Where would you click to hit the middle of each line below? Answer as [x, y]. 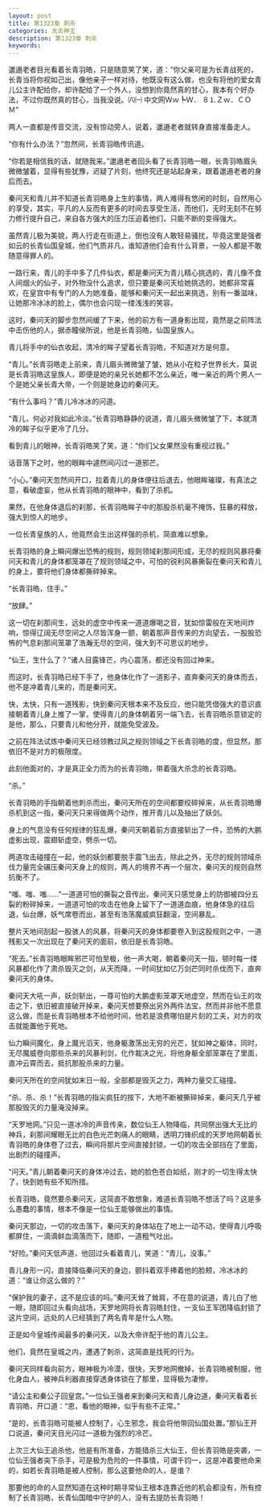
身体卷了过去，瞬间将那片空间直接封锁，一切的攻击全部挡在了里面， [149, 1145]
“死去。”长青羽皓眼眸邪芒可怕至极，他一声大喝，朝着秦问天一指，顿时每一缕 [133, 959]
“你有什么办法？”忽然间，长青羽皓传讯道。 [78, 144]
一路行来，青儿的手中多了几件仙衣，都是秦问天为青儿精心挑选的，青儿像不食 [135, 273]
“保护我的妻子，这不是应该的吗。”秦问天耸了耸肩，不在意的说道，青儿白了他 [133, 1298]
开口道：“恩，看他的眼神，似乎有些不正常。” [108, 1406]
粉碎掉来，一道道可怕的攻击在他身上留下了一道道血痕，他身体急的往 [135, 904]
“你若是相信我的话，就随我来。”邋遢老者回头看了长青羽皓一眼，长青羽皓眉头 [133, 161]
